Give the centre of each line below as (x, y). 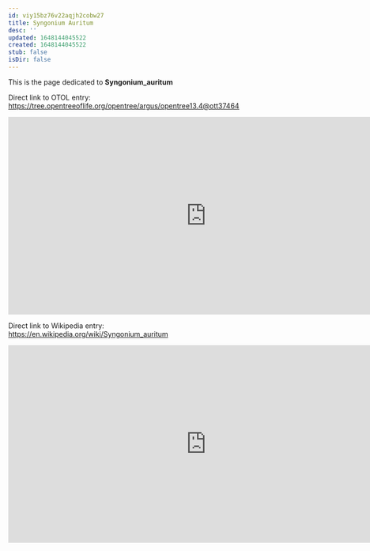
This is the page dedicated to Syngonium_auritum (91, 82)
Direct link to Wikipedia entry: (56, 326)
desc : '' (23, 30)
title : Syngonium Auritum (51, 23)
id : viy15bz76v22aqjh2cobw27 (56, 15)
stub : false (28, 52)
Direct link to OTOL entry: (49, 97)
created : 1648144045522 (47, 45)
